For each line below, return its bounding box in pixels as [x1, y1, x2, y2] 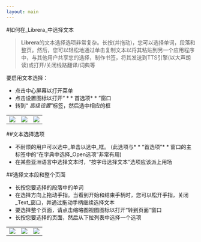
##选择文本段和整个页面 [6, 171, 66, 178]
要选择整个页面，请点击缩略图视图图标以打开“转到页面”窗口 [14, 206, 162, 213]
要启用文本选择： [6, 74, 49, 81]
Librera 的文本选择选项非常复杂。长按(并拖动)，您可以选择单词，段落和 [20, 38, 196, 46]
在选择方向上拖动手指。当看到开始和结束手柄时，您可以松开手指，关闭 [14, 191, 189, 198]
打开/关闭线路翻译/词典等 [33, 61, 95, 68]
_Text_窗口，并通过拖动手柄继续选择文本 [14, 199, 115, 206]
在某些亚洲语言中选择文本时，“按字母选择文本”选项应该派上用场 [14, 158, 173, 165]
